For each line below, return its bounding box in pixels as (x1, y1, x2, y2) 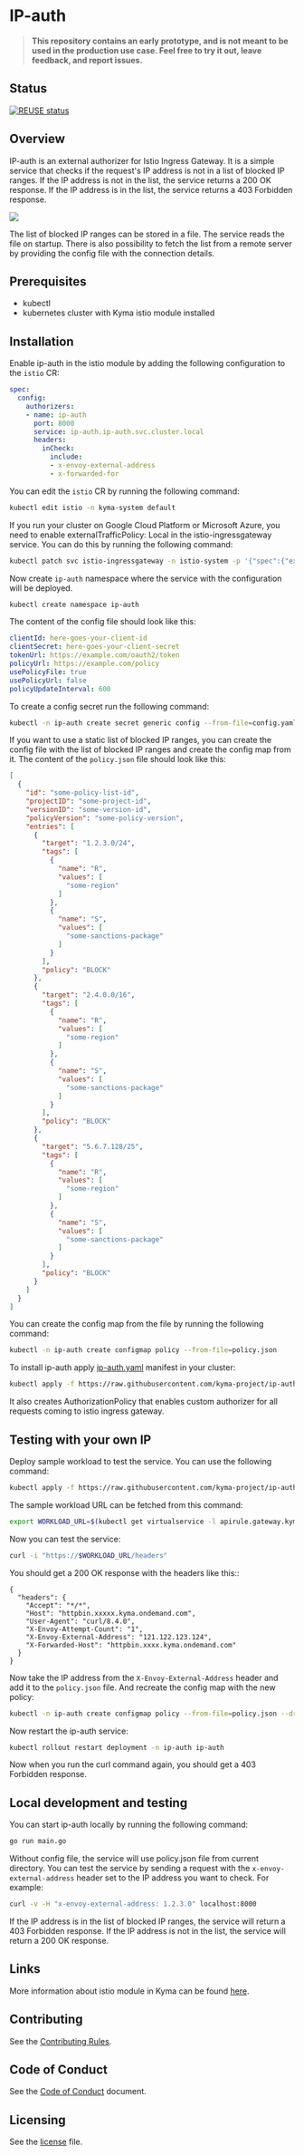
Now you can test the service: (9, 1533, 121, 1544)
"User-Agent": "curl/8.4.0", (25, 1617, 136, 1626)
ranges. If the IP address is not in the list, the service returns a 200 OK (9, 174, 271, 186)
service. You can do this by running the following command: (9, 538, 233, 549)
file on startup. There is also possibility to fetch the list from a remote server (9, 237, 292, 249)
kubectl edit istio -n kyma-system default (9, 503, 176, 512)
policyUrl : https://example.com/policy (9, 659, 160, 669)
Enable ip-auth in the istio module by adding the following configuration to (9, 358, 286, 369)
